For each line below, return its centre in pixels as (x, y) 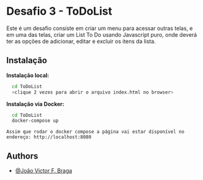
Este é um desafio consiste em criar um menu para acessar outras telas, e (100, 28)
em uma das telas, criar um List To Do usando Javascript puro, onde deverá (102, 34)
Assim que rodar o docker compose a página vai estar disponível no (95, 132)
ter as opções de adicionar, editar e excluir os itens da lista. (81, 41)
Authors (22, 156)
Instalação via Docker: (35, 104)
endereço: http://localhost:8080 (49, 137)
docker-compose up (35, 121)
